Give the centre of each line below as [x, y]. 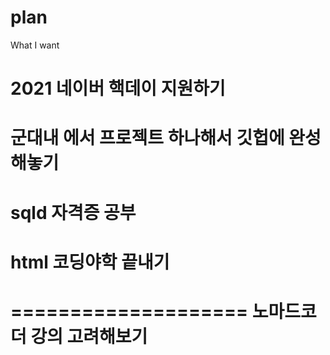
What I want [35, 45]
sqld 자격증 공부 [73, 212]
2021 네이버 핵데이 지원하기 [118, 88]
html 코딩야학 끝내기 [90, 262]
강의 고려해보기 [89, 336]
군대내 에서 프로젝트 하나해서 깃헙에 [147, 138]
